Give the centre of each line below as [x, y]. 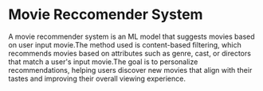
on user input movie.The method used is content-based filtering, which [125, 44]
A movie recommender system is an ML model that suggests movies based [131, 36]
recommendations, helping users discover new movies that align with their [130, 70]
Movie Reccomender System [106, 15]
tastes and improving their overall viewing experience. [97, 78]
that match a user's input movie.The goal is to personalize [103, 62]
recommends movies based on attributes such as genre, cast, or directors [130, 53]
